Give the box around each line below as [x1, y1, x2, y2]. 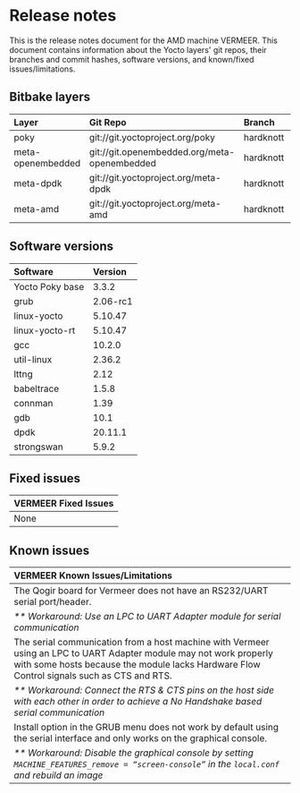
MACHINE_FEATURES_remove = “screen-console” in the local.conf [13, 758, 279, 771]
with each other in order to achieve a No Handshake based [13, 695, 262, 708]
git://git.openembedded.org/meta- [88, 145, 235, 158]
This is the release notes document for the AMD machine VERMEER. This [9, 35, 279, 46]
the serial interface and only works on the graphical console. [13, 732, 268, 745]
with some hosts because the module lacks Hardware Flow [13, 659, 261, 671]
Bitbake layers [9, 90, 91, 105]
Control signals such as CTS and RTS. [13, 669, 172, 682]
